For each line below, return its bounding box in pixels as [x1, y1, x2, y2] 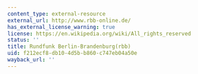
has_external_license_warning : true [7, 23, 115, 30]
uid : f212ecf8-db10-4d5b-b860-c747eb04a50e [7, 50, 138, 57]
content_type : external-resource [7, 10, 106, 18]
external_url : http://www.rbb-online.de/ [7, 17, 132, 24]
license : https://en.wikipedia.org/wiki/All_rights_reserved [7, 30, 192, 37]
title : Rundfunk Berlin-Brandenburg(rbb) [7, 43, 132, 50]
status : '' [7, 37, 40, 44]
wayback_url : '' [7, 56, 55, 63]
